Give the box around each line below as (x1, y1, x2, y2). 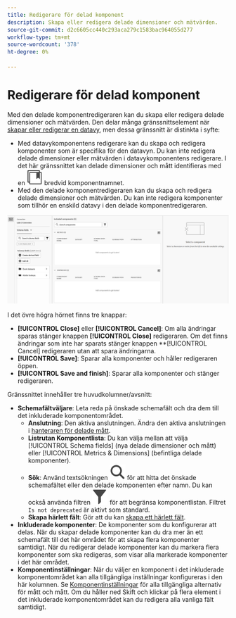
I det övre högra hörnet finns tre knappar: (7, 310, 127, 320)
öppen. (17, 362, 39, 370)
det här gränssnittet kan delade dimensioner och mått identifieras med (17, 161, 221, 170)
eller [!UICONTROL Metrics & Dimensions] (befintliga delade (27, 449, 202, 458)
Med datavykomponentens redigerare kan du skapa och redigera (17, 139, 206, 147)
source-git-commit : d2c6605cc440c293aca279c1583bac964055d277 (7, 26, 193, 33)
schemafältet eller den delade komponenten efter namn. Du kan (27, 481, 213, 489)
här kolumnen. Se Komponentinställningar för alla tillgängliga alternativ (17, 581, 222, 589)
